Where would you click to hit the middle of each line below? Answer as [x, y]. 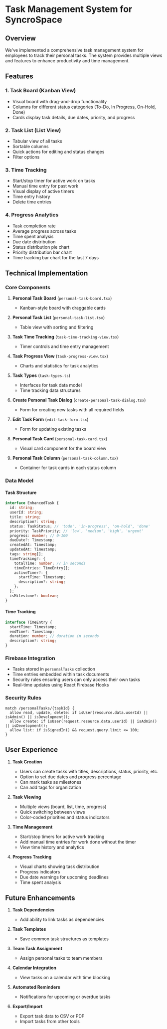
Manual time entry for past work [45, 186]
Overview [21, 38]
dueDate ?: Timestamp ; [32, 540]
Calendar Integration [34, 968]
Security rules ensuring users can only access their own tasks [76, 680]
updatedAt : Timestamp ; [33, 549]
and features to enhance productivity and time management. [67, 61]
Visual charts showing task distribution [60, 866]
